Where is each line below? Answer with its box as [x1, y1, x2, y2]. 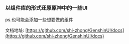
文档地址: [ [5, 27, 28, 33]
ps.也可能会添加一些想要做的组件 [5, 16, 73, 23]
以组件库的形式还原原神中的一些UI [5, 4, 88, 11]
